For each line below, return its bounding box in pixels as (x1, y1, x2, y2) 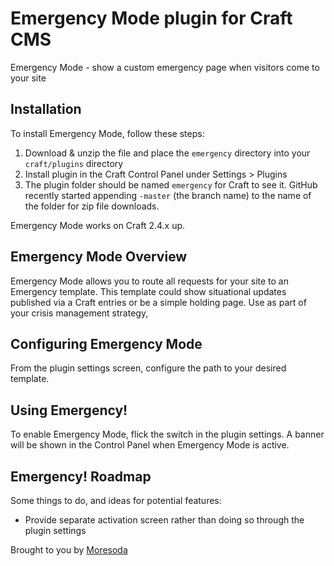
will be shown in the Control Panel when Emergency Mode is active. (10, 439, 290, 451)
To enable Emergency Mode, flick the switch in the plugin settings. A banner (10, 428, 325, 441)
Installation (10, 101, 82, 118)
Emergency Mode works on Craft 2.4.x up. (10, 219, 186, 231)
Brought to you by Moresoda (10, 544, 128, 556)
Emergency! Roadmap (10, 468, 152, 485)
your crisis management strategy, (10, 307, 149, 319)
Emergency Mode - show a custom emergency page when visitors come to (10, 61, 320, 73)
